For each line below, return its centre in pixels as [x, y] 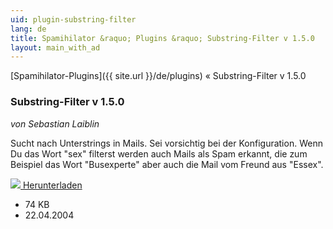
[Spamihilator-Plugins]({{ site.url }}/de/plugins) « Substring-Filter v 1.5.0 [158, 76]
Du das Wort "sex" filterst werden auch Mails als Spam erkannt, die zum [159, 153]
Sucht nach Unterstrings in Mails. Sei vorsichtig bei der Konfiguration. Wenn [166, 143]
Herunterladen [52, 185]
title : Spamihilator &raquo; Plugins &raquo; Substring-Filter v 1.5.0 [162, 38]
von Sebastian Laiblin [55, 123]
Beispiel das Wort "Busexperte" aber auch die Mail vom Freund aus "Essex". [167, 164]
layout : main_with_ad [55, 47]
